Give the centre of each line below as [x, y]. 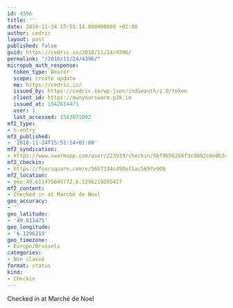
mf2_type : [21, 123]
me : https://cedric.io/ [48, 85]
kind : [15, 272]
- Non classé [26, 259]
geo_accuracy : [28, 201]
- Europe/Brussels [34, 246]
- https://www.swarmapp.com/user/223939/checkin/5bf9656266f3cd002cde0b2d [118, 156]
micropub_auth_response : [43, 65]
